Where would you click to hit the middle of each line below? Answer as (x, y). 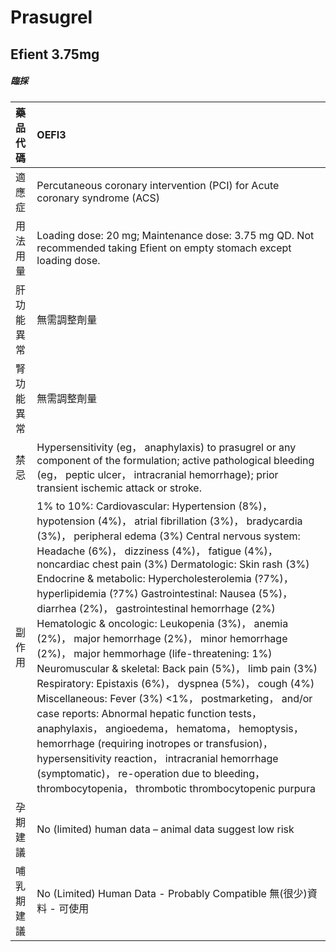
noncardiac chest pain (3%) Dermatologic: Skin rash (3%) (173, 564)
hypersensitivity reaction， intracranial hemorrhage (157, 758)
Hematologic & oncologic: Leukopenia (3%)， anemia (162, 623)
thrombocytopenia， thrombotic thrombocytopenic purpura (176, 788)
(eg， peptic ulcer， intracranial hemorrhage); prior (157, 474)
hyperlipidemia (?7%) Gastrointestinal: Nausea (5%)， (164, 593)
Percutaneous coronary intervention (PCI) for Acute (158, 185)
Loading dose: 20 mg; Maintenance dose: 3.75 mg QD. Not (175, 235)
